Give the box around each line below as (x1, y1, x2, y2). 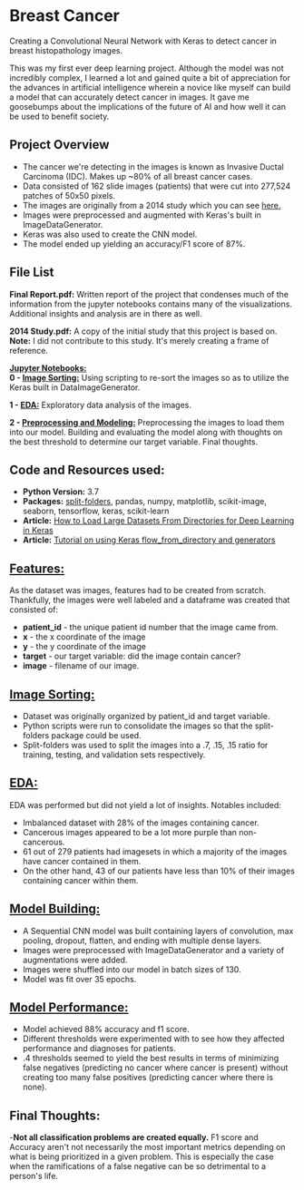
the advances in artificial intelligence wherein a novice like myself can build (9, 82, 291, 93)
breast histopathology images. (9, 44, 123, 55)
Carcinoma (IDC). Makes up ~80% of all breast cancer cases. (22, 171, 253, 181)
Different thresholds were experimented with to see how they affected (22, 1033, 285, 1044)
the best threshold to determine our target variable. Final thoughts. (9, 436, 259, 447)
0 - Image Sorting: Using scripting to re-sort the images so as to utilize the (9, 372, 289, 383)
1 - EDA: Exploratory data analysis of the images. (9, 399, 192, 410)
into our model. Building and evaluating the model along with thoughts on (9, 426, 283, 437)
